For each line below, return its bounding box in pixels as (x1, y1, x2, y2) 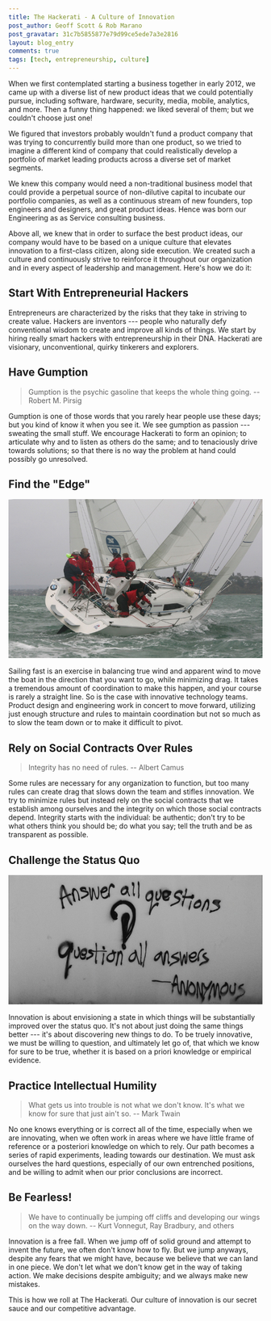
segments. (8, 163, 44, 173)
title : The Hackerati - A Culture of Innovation (8, 13, 175, 21)
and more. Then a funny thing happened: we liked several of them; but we (8, 105, 254, 114)
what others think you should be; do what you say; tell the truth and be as (8, 821, 252, 831)
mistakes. (8, 1279, 40, 1289)
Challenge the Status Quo (8, 853, 140, 867)
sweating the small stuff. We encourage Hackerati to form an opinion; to (8, 428, 248, 438)
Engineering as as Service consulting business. (8, 213, 165, 222)
